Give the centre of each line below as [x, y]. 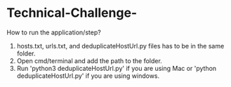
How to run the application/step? [54, 32]
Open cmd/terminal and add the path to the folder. [89, 60]
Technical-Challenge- [72, 13]
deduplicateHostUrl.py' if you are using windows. [88, 76]
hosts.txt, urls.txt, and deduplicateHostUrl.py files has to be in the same [120, 46]
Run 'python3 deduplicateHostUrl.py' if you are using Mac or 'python [117, 68]
